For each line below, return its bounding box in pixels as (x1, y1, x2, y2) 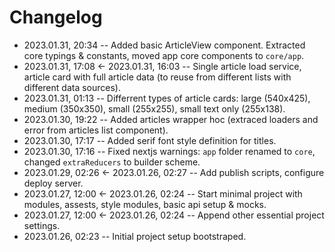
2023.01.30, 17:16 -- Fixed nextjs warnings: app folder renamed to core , (23, 145, 316, 157)
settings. (23, 219, 61, 231)
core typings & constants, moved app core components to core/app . (23, 49, 305, 61)
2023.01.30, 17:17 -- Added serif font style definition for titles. (23, 134, 277, 146)
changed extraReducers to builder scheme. (23, 156, 201, 168)
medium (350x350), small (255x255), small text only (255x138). (23, 102, 286, 115)
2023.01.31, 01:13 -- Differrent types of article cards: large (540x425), (23, 92, 311, 104)
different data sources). (23, 81, 121, 93)
